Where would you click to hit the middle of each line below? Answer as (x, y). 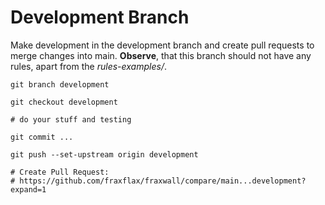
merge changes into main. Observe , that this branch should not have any (161, 55)
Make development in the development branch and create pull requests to (162, 45)
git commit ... (42, 137)
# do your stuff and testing (71, 119)
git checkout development (64, 102)
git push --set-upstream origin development (104, 154)
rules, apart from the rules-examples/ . (88, 66)
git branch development (60, 84)
